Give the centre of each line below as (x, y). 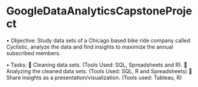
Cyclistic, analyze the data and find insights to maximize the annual (90, 47)
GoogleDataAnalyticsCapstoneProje (99, 11)
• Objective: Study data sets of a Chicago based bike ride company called (98, 40)
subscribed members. (34, 53)
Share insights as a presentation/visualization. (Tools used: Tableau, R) (94, 77)
